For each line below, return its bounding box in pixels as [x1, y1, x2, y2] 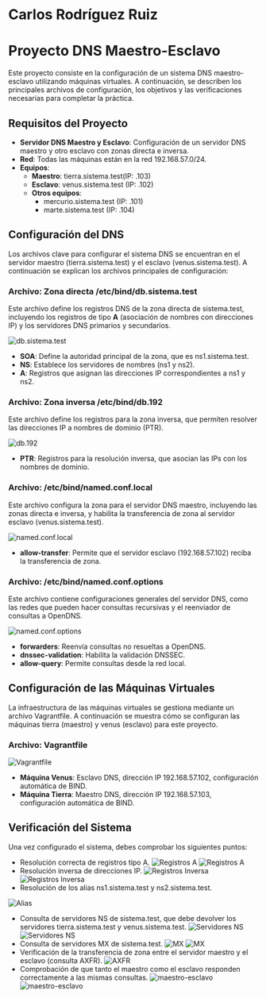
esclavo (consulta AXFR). [19, 955, 103, 965]
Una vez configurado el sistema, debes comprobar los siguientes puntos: [8, 842, 248, 851]
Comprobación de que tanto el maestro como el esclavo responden [19, 964, 241, 973]
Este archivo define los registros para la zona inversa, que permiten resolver [8, 414, 258, 424]
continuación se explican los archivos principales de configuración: [8, 266, 229, 276]
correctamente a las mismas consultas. [19, 973, 148, 982]
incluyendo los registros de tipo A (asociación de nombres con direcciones [8, 312, 254, 322]
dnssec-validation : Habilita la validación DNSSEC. [19, 649, 186, 660]
